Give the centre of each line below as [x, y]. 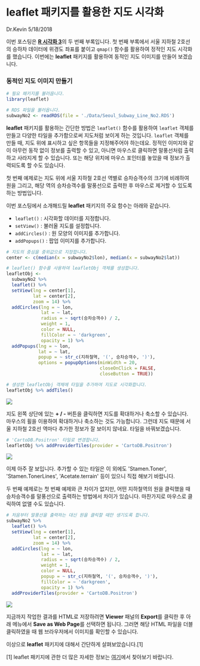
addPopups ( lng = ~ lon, [41, 346]
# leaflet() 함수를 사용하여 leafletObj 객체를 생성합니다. [73, 268]
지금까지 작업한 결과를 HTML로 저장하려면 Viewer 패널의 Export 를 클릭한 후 [96, 616]
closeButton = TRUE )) [126, 374]
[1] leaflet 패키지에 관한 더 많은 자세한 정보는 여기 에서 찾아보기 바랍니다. [90, 657]
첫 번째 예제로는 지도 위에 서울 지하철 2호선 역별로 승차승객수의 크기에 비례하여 [98, 178]
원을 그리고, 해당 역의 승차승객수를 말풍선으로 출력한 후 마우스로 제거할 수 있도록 [99, 185]
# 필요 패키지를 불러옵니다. [36, 94]
